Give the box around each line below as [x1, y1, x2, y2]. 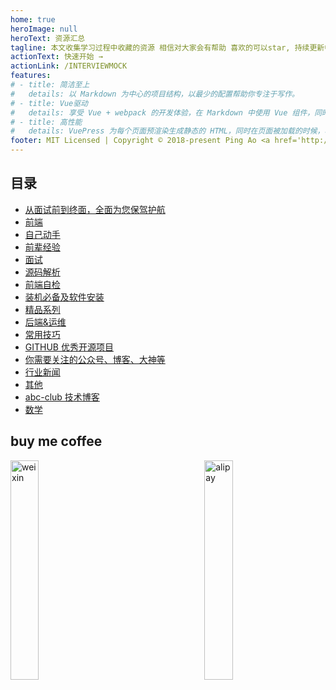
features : [10, 71, 52, 81]
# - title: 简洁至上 [10, 80, 90, 90]
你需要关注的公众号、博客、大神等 [24, 353, 166, 365]
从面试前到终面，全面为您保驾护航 [24, 203, 166, 215]
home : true [10, 14, 56, 25]
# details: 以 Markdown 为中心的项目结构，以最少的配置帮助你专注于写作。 [10, 89, 300, 99]
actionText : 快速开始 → [10, 52, 103, 62]
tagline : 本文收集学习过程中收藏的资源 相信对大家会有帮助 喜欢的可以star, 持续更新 [10, 42, 325, 53]
